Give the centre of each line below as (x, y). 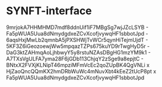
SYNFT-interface (49, 11)
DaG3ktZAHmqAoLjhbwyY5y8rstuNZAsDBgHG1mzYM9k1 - (79, 52)
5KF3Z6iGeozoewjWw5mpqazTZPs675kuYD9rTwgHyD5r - (78, 46)
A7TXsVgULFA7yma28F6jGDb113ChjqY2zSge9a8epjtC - (75, 59)
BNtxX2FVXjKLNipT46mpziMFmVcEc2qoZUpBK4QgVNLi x (78, 65)
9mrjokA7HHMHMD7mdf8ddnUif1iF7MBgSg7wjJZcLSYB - (77, 27)
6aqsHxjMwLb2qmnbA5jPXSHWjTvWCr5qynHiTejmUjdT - (77, 40)
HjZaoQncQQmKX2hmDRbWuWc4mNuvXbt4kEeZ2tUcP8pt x (81, 71)
